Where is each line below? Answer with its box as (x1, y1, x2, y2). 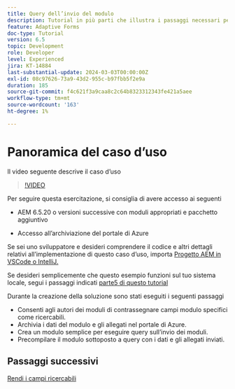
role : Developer (7, 50, 55, 57)
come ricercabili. (17, 313, 66, 321)
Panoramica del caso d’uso (7, 144, 168, 160)
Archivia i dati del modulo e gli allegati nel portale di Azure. (17, 320, 187, 329)
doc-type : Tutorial (7, 29, 64, 37)
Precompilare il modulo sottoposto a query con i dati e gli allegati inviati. (17, 335, 225, 344)
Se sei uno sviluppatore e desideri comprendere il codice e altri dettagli (7, 242, 213, 250)
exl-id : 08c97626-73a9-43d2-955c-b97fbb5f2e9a (7, 75, 145, 83)
